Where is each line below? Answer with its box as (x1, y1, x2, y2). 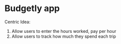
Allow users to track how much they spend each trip (11, 33, 116, 39)
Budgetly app (4, 3, 60, 14)
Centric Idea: (4, 19, 31, 25)
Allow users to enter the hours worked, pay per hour (11, 28, 117, 34)
